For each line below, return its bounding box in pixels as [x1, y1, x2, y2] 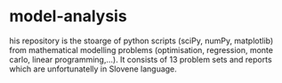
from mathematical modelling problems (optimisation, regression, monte [9, 44, 274, 55]
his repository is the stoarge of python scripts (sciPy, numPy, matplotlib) [9, 35, 274, 46]
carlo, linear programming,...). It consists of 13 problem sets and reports [9, 54, 273, 64]
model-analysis [9, 6, 127, 26]
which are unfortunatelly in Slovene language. [9, 64, 178, 74]
